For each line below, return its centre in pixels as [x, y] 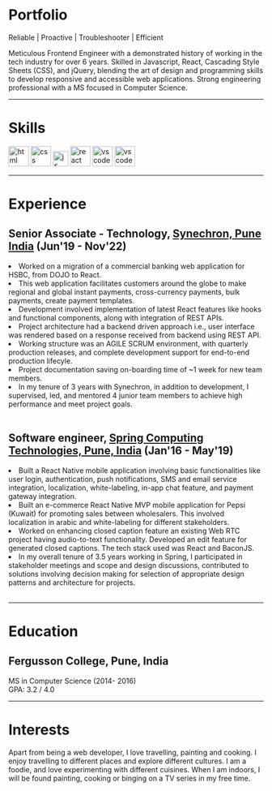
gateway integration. [42, 496]
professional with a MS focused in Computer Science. [98, 88]
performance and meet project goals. [70, 404]
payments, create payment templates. [72, 300]
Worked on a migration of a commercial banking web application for [132, 266]
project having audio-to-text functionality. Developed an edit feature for [127, 539]
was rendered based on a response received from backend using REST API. [135, 335]
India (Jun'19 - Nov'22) [68, 246]
